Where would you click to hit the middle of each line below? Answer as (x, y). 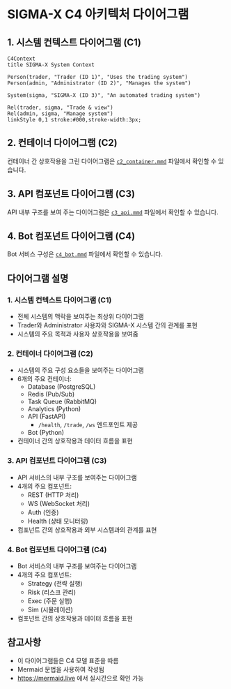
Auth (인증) (43, 512)
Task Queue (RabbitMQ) (62, 401)
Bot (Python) (46, 433)
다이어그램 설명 (38, 278)
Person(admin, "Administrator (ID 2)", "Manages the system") (99, 83)
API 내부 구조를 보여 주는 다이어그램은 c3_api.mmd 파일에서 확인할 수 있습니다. (113, 212)
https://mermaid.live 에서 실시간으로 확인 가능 (80, 678)
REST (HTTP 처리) (53, 495)
